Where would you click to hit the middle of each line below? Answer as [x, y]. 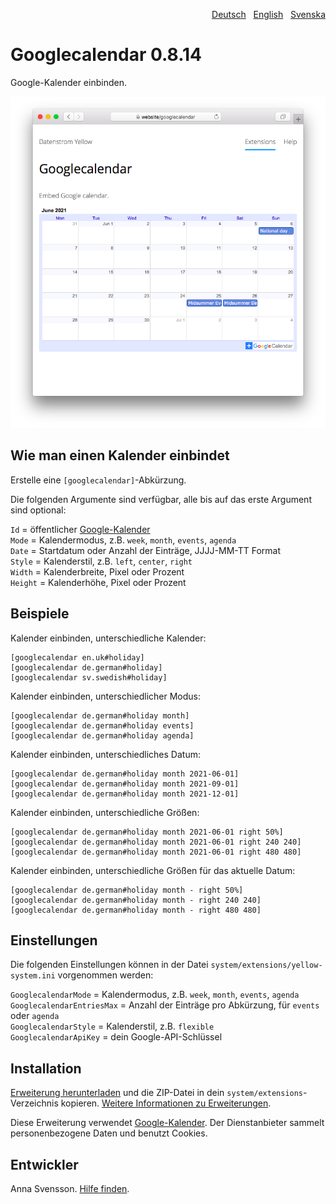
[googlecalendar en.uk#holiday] [77, 657]
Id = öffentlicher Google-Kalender [80, 529]
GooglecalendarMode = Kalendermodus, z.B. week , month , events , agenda [155, 995]
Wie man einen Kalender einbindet [120, 455]
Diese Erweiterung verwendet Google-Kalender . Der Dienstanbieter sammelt [167, 1123]
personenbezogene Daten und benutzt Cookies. [109, 1133]
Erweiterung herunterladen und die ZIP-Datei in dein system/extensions [157, 1093]
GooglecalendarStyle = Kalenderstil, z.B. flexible [112, 1026]
